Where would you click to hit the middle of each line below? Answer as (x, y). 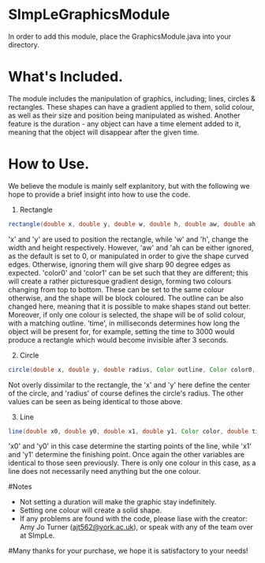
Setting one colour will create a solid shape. (91, 510)
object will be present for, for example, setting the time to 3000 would (121, 331)
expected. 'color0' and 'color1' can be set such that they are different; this (128, 272)
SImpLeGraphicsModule (89, 15)
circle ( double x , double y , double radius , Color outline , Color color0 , (132, 370)
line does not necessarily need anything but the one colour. (105, 471)
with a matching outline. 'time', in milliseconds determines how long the (124, 323)
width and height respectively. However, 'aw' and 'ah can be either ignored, (131, 247)
